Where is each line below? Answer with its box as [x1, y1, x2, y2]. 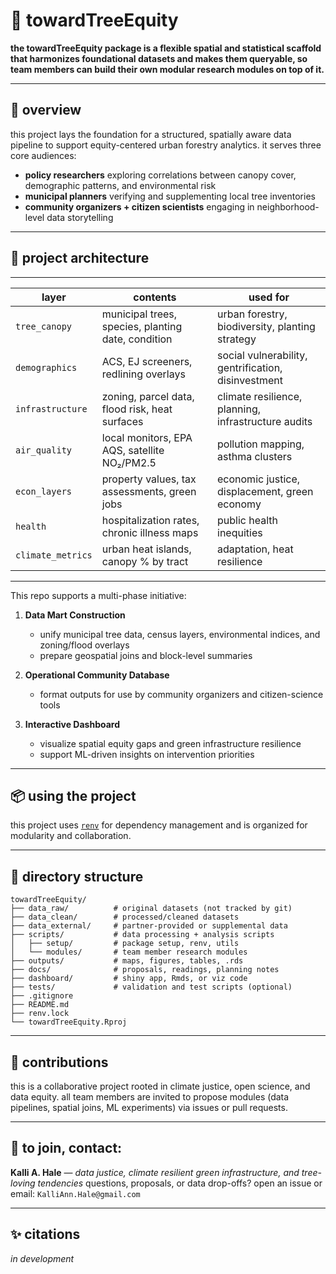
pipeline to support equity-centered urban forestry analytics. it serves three [10, 139, 322, 151]
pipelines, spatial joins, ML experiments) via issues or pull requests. [10, 1102, 288, 1113]
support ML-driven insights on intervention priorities [39, 748, 255, 760]
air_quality [15, 444, 73, 456]
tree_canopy [15, 320, 73, 332]
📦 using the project [10, 787, 137, 804]
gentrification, [217, 360, 283, 374]
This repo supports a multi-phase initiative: [10, 589, 187, 601]
